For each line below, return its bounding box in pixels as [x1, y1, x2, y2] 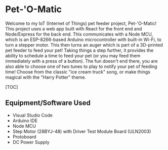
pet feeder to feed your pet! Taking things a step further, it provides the [5, 47, 154, 53]
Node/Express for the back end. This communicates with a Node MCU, [5, 31, 153, 37]
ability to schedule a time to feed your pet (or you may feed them [5, 52, 141, 59]
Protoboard [12, 133, 36, 140]
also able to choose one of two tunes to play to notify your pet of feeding [5, 63, 158, 69]
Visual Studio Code [12, 112, 53, 118]
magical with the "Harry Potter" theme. [5, 74, 87, 80]
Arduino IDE [12, 118, 38, 124]
